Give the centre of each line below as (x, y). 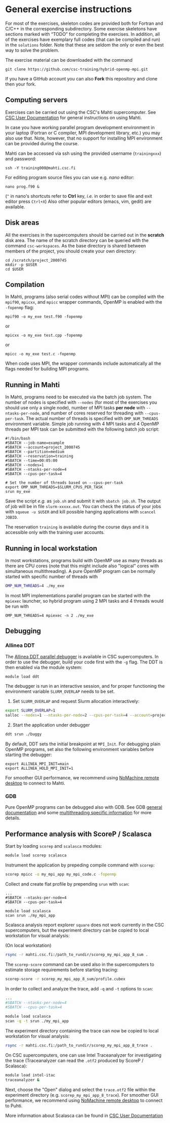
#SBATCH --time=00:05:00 (31, 461)
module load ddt (22, 677)
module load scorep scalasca (36, 856)
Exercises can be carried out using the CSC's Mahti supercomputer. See (80, 112)
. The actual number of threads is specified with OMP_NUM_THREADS (91, 419)
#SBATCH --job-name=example (35, 443)
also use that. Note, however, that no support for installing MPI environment (84, 138)
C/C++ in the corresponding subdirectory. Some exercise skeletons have (81, 28)
